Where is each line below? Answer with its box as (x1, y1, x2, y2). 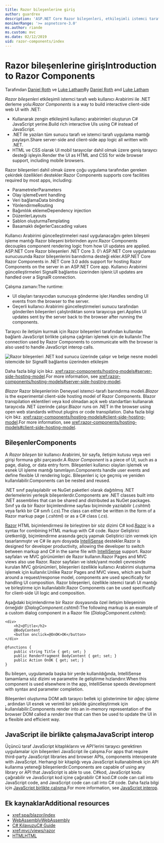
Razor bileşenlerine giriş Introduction (5, 60, 157, 71)
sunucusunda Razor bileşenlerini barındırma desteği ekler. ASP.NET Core (5, 253, 151, 259)
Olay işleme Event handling (12, 192, 66, 198)
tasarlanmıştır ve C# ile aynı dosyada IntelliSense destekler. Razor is (5, 538, 141, 544)
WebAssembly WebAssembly (12, 817, 70, 823)
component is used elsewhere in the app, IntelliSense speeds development (5, 681, 156, 687)
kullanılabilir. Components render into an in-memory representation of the (5, 706, 152, 712)
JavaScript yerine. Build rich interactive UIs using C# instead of (12, 121, 138, 127)
